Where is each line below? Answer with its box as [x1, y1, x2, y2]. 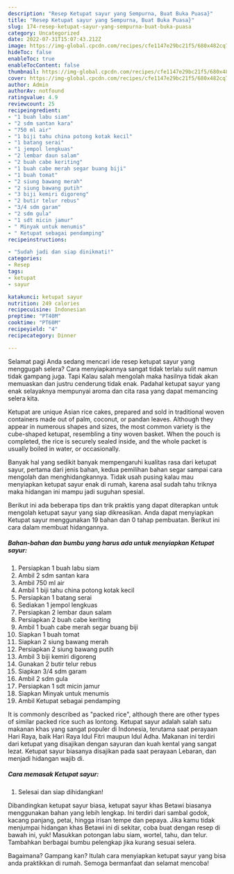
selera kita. [8, 394, 40, 403]
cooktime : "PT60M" [8, 319, 61, 326]
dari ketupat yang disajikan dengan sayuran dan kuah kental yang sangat [8, 739, 217, 748]
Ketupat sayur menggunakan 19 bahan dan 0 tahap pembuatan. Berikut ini [8, 515, 220, 524]
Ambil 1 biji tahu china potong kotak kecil [17, 586, 135, 594]
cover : [8, 74, 27, 82]
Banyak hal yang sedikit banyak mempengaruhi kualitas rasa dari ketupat [8, 457, 217, 466]
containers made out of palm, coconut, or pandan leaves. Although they [8, 414, 214, 423]
